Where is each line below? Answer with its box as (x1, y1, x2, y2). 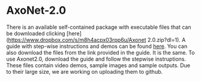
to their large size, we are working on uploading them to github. (6, 68, 163, 75)
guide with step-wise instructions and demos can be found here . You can (6, 43, 188, 50)
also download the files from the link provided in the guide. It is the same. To (6, 49, 195, 56)
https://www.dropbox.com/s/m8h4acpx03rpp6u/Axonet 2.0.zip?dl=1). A (8, 36, 186, 43)
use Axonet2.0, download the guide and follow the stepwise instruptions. (6, 55, 186, 62)
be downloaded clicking (6, 29, 65, 37)
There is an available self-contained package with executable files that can (6, 23, 191, 31)
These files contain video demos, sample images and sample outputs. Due (6, 61, 191, 69)
